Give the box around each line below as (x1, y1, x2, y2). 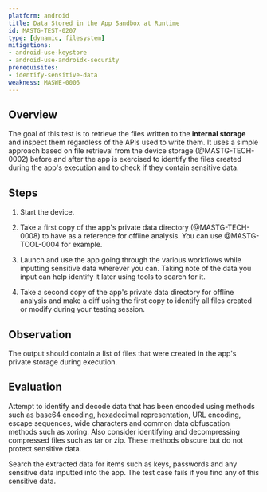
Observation (8, 328, 72, 341)
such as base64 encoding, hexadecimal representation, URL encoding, (8, 410, 241, 419)
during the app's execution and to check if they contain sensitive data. (8, 163, 239, 172)
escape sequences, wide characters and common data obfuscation (8, 418, 230, 427)
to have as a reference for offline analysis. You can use (41, 231, 223, 241)
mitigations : (8, 41, 52, 49)
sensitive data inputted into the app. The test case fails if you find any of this (8, 467, 260, 477)
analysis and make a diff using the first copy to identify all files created (19, 296, 253, 305)
